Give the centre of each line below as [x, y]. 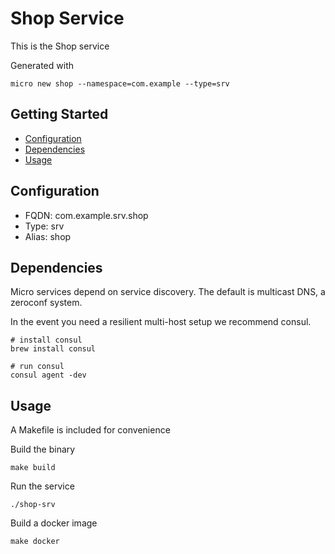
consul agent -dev [48, 375]
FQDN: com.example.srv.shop [86, 215]
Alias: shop [48, 236]
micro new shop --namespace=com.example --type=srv [120, 83]
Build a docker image [54, 523]
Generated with [42, 65]
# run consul [37, 367]
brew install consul [53, 349]
